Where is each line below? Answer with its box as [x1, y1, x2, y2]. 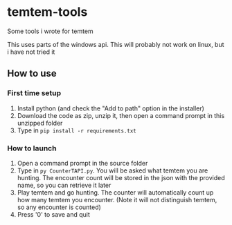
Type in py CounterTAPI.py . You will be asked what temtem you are [17, 166, 208, 175]
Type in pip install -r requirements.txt [17, 126, 137, 135]
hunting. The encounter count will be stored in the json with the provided [17, 173, 225, 182]
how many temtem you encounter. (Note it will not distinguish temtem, [17, 195, 217, 204]
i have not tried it [7, 48, 55, 56]
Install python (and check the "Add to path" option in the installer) [17, 104, 204, 112]
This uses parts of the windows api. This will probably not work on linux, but [7, 40, 224, 48]
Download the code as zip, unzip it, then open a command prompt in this [17, 111, 225, 119]
